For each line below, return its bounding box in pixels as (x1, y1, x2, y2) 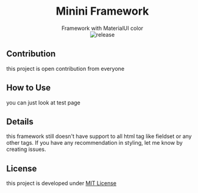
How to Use (6, 82, 51, 93)
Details (6, 116, 34, 126)
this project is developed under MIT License (6, 180, 117, 187)
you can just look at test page (6, 99, 80, 106)
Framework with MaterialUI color (61, 24, 144, 32)
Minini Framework (55, 4, 149, 18)
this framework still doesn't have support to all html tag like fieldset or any (6, 133, 192, 140)
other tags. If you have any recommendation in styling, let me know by (6, 139, 183, 147)
